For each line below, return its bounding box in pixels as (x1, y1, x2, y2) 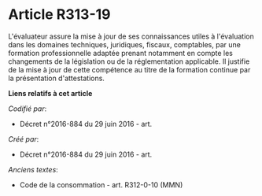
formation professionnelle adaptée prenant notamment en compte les (8, 48, 234, 57)
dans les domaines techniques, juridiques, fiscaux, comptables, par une (8, 39, 242, 49)
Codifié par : (8, 104, 47, 113)
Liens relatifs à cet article (8, 88, 93, 98)
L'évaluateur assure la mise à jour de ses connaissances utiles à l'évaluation (8, 31, 254, 41)
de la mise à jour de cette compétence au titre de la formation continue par (8, 65, 251, 74)
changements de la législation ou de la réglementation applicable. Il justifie (8, 57, 250, 66)
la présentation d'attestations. (8, 73, 105, 83)
